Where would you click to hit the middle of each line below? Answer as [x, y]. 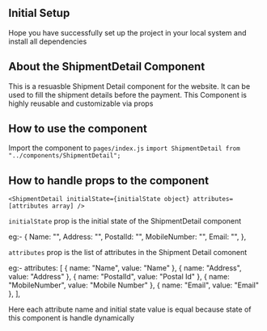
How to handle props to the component [108, 180]
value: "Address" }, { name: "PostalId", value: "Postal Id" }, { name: [119, 277]
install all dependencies [48, 41]
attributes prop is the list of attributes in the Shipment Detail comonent [128, 253]
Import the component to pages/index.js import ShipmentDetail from [124, 148]
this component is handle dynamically [72, 318]
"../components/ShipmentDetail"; [65, 156]
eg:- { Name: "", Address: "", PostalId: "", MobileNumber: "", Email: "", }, [127, 237]
